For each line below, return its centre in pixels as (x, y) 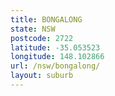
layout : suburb (42, 76)
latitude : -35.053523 (55, 47)
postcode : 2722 (42, 38)
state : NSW (33, 29)
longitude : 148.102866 (57, 57)
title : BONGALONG (46, 19)
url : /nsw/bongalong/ (55, 66)
